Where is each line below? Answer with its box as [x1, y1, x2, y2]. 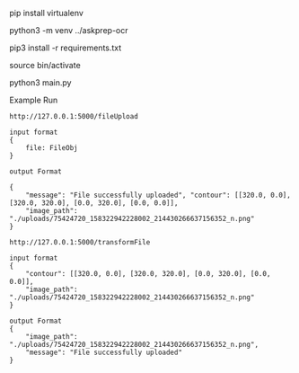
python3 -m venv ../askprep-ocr [9, 25, 128, 35]
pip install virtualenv [9, 8, 84, 18]
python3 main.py [9, 77, 72, 88]
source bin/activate [9, 60, 81, 70]
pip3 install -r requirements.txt [9, 42, 122, 53]
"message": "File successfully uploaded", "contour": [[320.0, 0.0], [25, 191, 292, 200]
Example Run [9, 94, 58, 105]
